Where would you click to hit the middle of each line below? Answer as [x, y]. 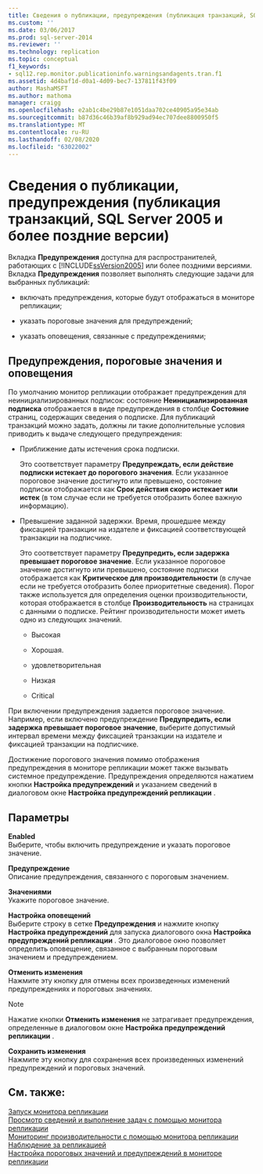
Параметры [39, 817]
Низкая [43, 680]
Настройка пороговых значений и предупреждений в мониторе [115, 1153]
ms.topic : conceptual [43, 60]
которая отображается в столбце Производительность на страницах [137, 603]
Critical [43, 696]
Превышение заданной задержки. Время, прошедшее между [122, 521]
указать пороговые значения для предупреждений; [106, 321]
